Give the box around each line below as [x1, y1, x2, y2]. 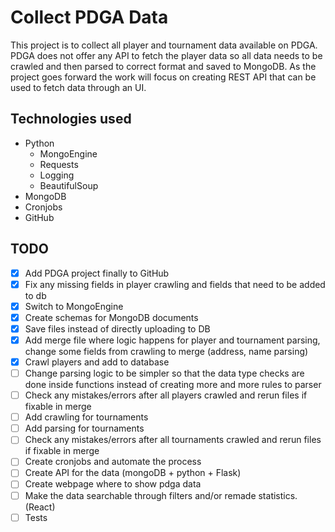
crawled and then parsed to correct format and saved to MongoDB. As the [10, 60, 317, 72]
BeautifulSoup [39, 179, 99, 191]
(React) [24, 501, 56, 513]
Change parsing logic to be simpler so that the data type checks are [24, 367, 305, 379]
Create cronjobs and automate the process [24, 456, 202, 468]
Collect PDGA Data [10, 6, 169, 29]
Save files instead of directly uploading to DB [24, 322, 211, 335]
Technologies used [10, 111, 132, 128]
